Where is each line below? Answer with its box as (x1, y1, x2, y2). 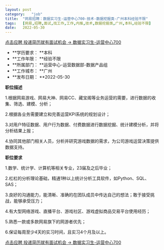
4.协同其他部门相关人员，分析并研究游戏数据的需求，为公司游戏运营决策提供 (5, 138, 159, 144)
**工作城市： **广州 (12, 68, 52, 74)
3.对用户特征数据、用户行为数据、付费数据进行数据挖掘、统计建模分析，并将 (5, 122, 159, 127)
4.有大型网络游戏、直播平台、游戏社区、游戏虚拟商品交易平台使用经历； (5, 208, 151, 214)
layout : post (5, 7, 32, 12)
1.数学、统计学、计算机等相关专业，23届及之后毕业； (5, 165, 112, 171)
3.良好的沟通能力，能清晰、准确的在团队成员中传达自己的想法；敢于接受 (5, 192, 151, 198)
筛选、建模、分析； (13, 101, 52, 107)
